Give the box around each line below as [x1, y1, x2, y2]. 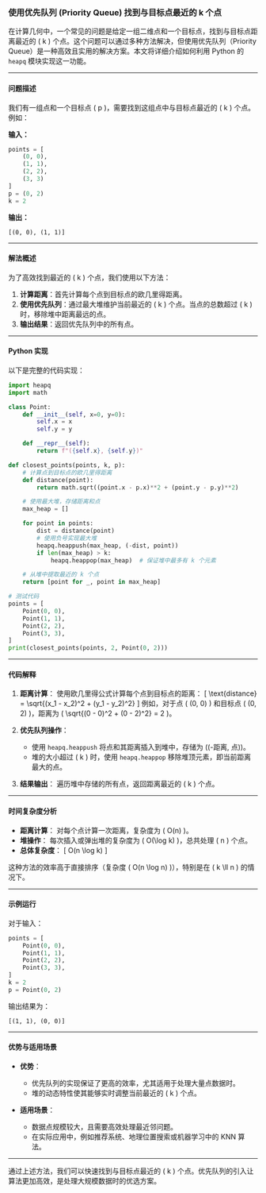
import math [8, 388, 47, 396]
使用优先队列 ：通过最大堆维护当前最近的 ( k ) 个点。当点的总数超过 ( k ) [19, 299, 253, 309]
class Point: [8, 403, 51, 411]
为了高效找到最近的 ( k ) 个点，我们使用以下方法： [8, 272, 171, 282]
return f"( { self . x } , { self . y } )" [36, 447, 144, 455]
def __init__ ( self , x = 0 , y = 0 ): [22, 411, 126, 419]
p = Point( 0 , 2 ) [8, 986, 62, 994]
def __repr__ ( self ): [22, 439, 90, 448]
